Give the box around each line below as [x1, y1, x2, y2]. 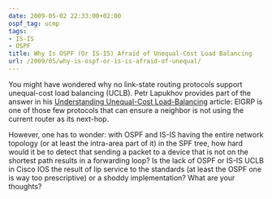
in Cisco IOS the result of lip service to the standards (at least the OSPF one [8, 164, 262, 174]
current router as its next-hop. [8, 114, 110, 123]
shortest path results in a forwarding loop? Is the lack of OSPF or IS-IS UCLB [8, 155, 265, 165]
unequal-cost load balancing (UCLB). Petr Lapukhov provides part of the [8, 88, 252, 97]
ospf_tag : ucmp [8, 19, 60, 28]
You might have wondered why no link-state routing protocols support [8, 79, 243, 89]
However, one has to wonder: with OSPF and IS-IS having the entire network [8, 129, 264, 139]
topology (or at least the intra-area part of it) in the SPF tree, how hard [8, 138, 244, 148]
